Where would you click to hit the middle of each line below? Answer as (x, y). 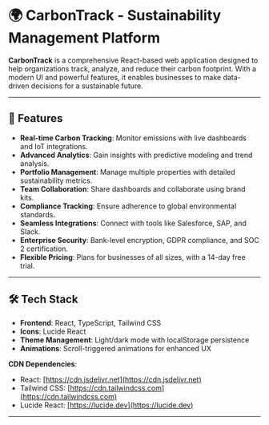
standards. (38, 214)
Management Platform (84, 38)
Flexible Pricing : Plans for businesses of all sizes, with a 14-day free (132, 257)
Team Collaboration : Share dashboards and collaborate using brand (132, 188)
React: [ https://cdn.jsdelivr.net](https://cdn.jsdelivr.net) (110, 379)
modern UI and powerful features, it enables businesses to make (115, 77)
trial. (27, 265)
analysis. (34, 163)
